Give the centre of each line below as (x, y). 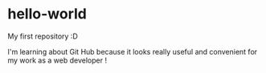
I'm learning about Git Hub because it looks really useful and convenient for (133, 51)
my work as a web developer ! (57, 60)
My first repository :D (43, 36)
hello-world (47, 14)
